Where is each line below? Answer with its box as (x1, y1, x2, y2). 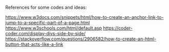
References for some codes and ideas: (5, 5, 87, 10)
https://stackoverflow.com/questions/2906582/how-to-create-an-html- (5, 36, 157, 42)
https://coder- (103, 25, 133, 31)
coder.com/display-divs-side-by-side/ (5, 31, 86, 36)
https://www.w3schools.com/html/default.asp (5, 25, 102, 31)
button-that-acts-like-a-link (5, 41, 64, 47)
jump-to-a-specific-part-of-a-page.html (5, 20, 90, 25)
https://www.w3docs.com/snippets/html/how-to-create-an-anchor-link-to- (5, 14, 164, 20)
